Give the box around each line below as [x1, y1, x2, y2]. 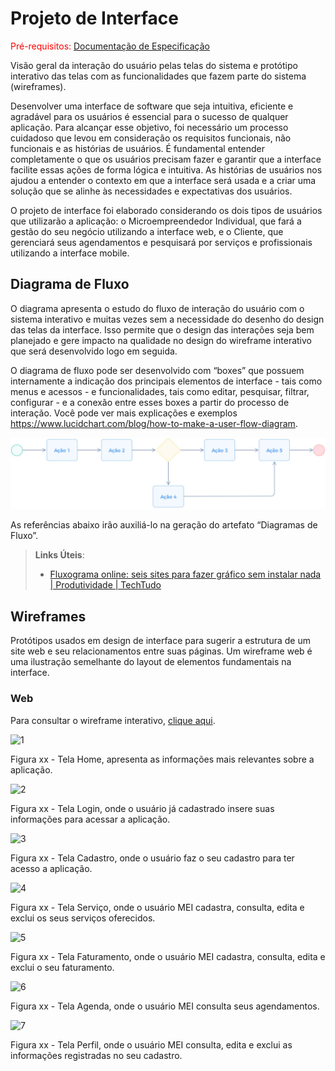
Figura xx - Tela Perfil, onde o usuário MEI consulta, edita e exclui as [10, 1038, 293, 1051]
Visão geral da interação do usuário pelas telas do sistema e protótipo [10, 59, 298, 71]
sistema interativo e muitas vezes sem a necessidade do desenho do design [10, 313, 325, 325]
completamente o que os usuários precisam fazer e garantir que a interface [10, 153, 322, 165]
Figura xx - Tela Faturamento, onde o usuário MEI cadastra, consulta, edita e [10, 950, 326, 962]
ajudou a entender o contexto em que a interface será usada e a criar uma [10, 174, 317, 186]
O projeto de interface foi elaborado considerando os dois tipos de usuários [10, 204, 323, 216]
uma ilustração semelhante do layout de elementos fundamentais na [10, 656, 292, 668]
